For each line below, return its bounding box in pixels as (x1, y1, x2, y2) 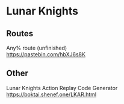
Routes (6, 28, 34, 39)
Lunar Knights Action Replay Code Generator (6, 84, 118, 91)
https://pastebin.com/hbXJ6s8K (6, 51, 86, 58)
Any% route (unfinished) (6, 44, 67, 51)
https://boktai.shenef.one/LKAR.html (6, 91, 97, 98)
